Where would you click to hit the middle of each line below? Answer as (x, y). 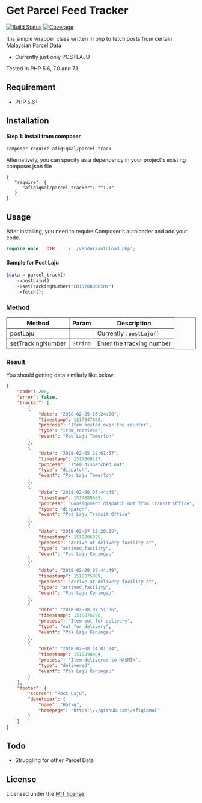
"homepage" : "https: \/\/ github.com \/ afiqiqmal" (99, 710)
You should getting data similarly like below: (61, 375)
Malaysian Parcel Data (34, 45)
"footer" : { (32, 688)
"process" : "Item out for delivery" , (86, 621)
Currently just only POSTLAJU (52, 57)
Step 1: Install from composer (44, 136)
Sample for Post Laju (32, 262)
